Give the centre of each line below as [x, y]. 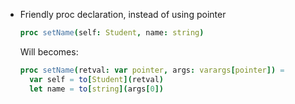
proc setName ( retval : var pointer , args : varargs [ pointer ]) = [152, 70]
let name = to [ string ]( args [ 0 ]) [96, 89]
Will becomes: [49, 51]
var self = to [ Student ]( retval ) [96, 79]
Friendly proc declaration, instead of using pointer [123, 14]
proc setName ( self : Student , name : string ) [112, 33]
